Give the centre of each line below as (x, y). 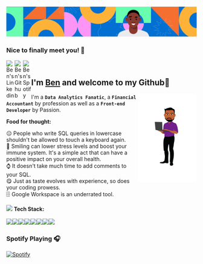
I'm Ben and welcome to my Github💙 (101, 82)
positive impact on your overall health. (54, 159)
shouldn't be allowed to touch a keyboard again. (66, 140)
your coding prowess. (33, 188)
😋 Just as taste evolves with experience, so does (68, 181)
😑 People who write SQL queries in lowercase (64, 133)
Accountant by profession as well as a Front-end (66, 104)
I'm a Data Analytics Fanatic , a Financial (84, 97)
